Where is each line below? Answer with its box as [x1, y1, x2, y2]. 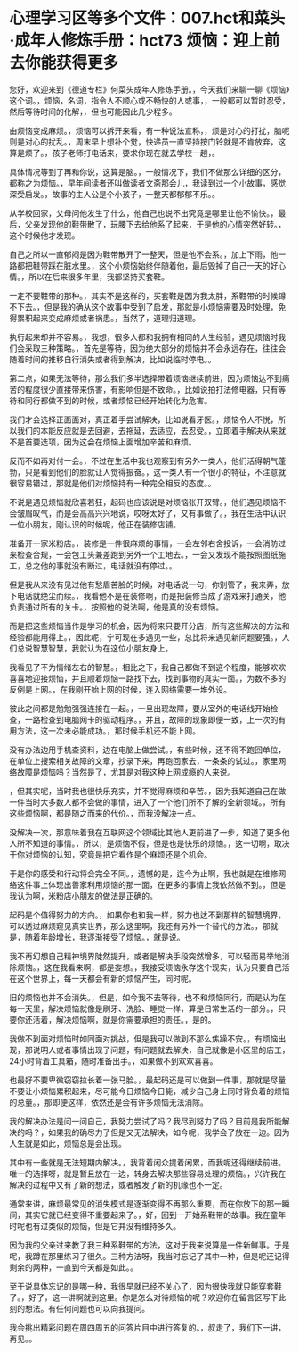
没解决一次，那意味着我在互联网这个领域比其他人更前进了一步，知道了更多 [9, 826, 282, 837]
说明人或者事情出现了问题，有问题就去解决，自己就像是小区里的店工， [32, 1044, 290, 1055]
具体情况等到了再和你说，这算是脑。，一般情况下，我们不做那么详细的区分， [9, 166, 287, 177]
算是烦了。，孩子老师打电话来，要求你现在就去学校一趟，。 [9, 147, 220, 158]
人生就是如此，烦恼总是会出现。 [9, 1138, 126, 1149]
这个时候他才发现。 [9, 229, 80, 241]
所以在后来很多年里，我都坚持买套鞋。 [28, 271, 169, 282]
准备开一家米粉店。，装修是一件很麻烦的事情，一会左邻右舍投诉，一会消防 [9, 537, 279, 549]
